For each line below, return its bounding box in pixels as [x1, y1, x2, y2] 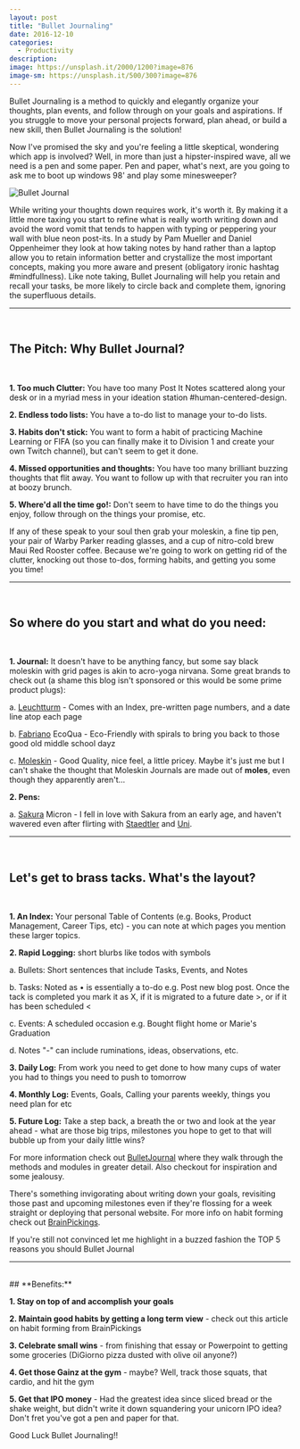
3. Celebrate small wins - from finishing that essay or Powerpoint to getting [9, 1340, 288, 1351]
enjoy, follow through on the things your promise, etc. [9, 508, 206, 519]
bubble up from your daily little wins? [9, 1135, 146, 1145]
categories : [9, 37, 54, 47]
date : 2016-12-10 [9, 29, 74, 38]
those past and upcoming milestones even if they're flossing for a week [9, 1198, 272, 1209]
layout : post [9, 12, 58, 22]
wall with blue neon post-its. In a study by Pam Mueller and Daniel [9, 233, 252, 244]
